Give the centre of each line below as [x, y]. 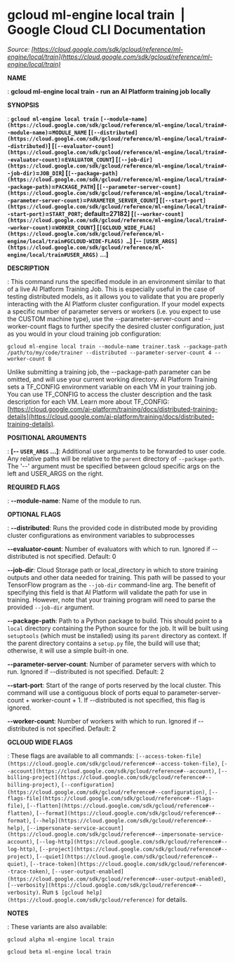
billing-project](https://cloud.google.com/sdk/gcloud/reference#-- [109, 777]
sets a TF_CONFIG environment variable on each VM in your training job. [112, 386]
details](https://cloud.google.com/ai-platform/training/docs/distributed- [111, 416]
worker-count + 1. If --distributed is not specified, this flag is [118, 700]
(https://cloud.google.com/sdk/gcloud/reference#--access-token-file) [113, 764]
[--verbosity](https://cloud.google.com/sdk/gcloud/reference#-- [105, 885]
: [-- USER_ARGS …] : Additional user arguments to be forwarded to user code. [117, 451]
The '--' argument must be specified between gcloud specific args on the [114, 466]
